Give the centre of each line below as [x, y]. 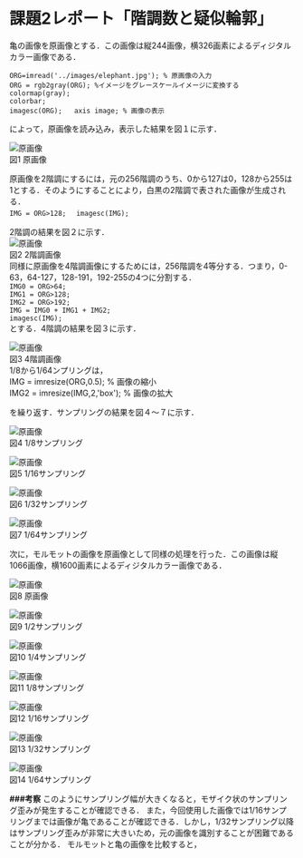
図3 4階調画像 [35, 358]
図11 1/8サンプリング [47, 687]
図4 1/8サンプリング [46, 443]
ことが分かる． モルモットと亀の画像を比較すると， [105, 843]
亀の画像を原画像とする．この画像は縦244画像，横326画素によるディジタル [151, 45]
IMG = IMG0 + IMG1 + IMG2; [60, 310]
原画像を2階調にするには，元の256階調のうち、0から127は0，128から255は [151, 179]
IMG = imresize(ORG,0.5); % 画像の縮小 [83, 381]
